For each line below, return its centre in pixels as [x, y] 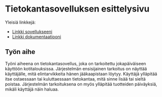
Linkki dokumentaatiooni [37, 37]
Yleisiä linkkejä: [20, 22]
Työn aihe [20, 52]
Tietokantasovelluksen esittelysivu [77, 9]
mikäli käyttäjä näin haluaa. [32, 89]
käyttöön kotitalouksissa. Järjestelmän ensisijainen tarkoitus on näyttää [76, 69]
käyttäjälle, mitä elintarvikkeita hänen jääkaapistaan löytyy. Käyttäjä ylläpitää [81, 74]
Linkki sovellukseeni [32, 31]
